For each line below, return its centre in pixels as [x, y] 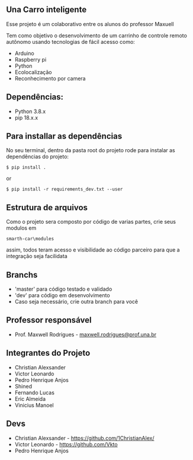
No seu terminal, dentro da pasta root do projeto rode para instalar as [91, 150]
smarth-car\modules [30, 239]
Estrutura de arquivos [47, 208]
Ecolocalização [33, 72]
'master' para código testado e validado [63, 289]
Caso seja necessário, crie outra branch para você [76, 302]
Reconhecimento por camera [50, 78]
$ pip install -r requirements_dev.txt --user [65, 189]
